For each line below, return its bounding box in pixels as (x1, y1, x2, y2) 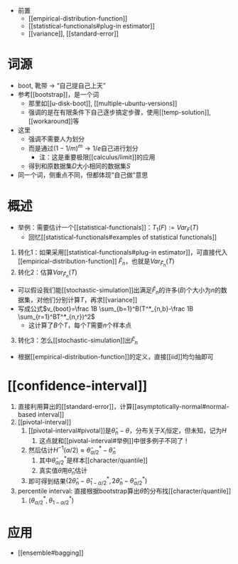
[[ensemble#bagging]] (17, 548, 84, 557)
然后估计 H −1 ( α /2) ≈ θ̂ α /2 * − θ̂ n (28, 444, 116, 456)
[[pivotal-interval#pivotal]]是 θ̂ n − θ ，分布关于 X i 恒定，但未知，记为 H (28, 426, 227, 436)
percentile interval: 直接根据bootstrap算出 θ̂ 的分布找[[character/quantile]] (17, 486, 232, 496)
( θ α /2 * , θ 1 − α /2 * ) (28, 495, 75, 506)
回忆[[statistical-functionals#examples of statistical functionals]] (28, 233, 217, 242)
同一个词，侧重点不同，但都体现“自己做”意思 (17, 170, 148, 179)
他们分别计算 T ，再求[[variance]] (42, 296, 138, 304)
